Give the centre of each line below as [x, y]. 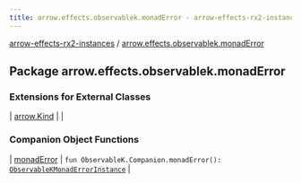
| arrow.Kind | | [37, 117]
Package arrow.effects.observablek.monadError [147, 71]
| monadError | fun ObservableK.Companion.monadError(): [116, 159]
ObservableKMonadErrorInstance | [70, 169]
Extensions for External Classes [80, 97]
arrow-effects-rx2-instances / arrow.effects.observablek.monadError [137, 43]
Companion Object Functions [74, 140]
